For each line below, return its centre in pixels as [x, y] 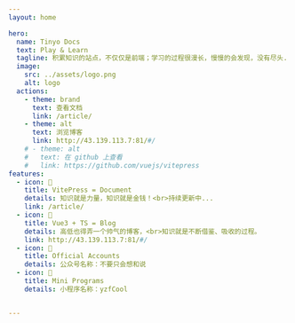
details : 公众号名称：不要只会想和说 [85, 264]
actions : [32, 91]
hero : [18, 33]
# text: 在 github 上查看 [74, 157]
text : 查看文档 [57, 107]
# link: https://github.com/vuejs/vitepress [112, 165]
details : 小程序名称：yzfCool [76, 289]
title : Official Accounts [72, 256]
